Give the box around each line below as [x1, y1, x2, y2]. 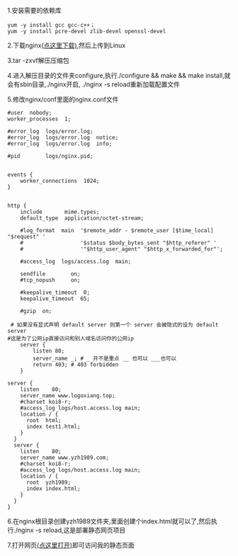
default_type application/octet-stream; [20, 215, 144, 222]
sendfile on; [20, 271, 81, 278]
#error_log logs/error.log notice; [7, 134, 119, 141]
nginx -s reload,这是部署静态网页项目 [17, 526, 126, 534]
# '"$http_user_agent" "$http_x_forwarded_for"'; [20, 246, 223, 253]
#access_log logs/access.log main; [20, 258, 132, 265]
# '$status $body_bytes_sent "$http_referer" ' [20, 239, 217, 246]
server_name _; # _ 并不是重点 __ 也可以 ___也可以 [33, 355, 177, 362]
